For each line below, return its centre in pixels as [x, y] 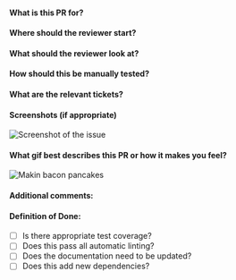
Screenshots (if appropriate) [63, 115]
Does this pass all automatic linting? [88, 246]
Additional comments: [51, 195]
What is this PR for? [46, 13]
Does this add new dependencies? [86, 266]
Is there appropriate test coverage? [87, 236]
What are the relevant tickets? [66, 94]
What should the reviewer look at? [74, 53]
